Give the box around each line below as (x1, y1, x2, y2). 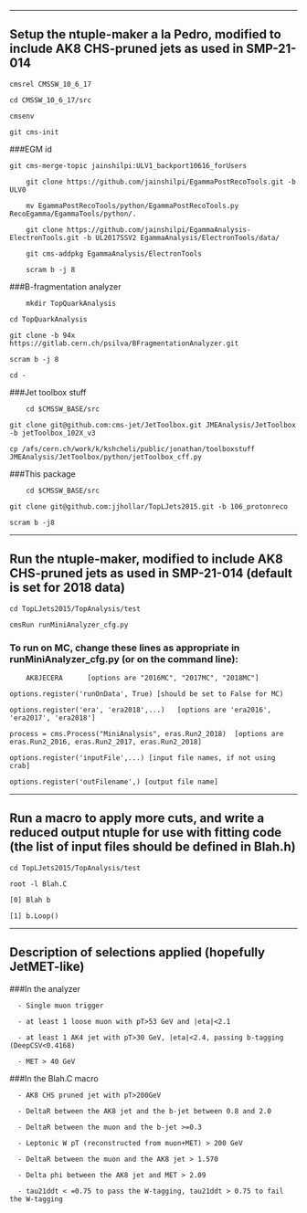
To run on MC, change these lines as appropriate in (9, 641, 240, 654)
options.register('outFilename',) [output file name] (9, 777, 219, 786)
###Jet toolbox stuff (9, 386, 87, 397)
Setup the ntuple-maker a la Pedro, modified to (9, 26, 281, 42)
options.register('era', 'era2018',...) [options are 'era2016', (9, 705, 272, 714)
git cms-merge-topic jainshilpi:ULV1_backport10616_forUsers (9, 161, 248, 170)
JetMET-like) (9, 959, 85, 975)
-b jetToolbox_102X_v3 (9, 428, 96, 438)
